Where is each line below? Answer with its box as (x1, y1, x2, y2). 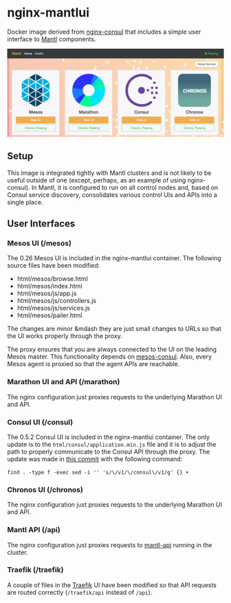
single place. (7, 198, 43, 206)
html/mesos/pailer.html (16, 311, 82, 319)
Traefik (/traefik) (7, 565, 64, 575)
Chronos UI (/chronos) (7, 485, 84, 494)
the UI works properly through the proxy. (7, 332, 122, 340)
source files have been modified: (7, 262, 100, 270)
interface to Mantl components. (7, 34, 96, 43)
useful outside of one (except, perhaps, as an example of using (7, 176, 186, 184)
